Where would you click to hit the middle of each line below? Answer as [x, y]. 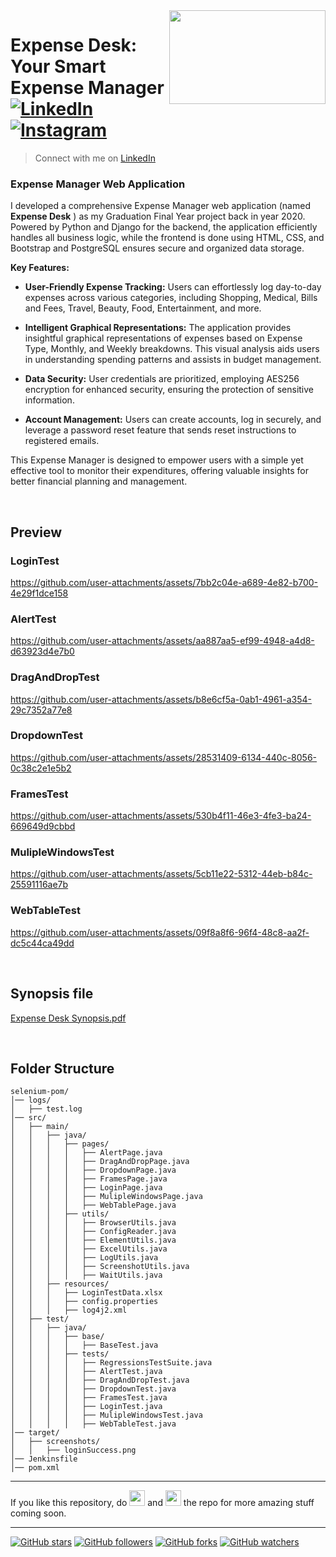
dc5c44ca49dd [42, 943]
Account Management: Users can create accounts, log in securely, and [173, 420]
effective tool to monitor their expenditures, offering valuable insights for [159, 471]
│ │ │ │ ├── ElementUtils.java [93, 1240]
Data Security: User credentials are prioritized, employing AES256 [162, 379]
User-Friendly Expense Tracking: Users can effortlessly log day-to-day [173, 287]
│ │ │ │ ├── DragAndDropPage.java [100, 1162]
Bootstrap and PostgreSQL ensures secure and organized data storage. [157, 248]
